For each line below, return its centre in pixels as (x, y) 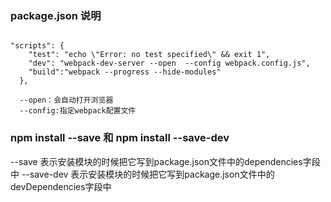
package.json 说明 (56, 15)
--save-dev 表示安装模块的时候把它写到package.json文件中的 (148, 174)
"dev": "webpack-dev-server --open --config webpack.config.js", (169, 63)
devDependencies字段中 (61, 186)
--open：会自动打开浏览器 (66, 100)
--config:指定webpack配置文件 (78, 111)
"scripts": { (37, 46)
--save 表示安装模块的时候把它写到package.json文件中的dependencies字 (161, 161)
